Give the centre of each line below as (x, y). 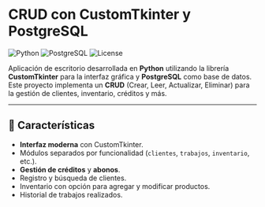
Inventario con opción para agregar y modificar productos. (115, 186)
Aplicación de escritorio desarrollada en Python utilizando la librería (119, 68)
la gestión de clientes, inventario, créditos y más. (88, 93)
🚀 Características (52, 126)
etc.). (28, 161)
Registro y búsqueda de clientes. (73, 178)
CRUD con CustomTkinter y (100, 15)
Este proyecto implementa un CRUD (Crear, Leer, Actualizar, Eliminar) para (129, 85)
